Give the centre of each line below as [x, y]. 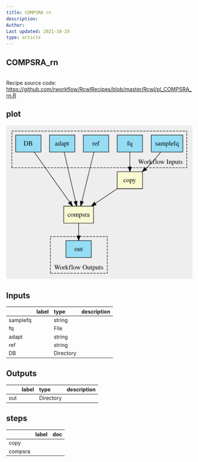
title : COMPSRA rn [29, 12]
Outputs [22, 374]
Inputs [18, 296]
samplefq [20, 320]
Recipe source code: [31, 82]
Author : [16, 25]
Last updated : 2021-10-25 [38, 31]
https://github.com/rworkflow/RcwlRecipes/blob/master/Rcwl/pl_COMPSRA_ [99, 89]
